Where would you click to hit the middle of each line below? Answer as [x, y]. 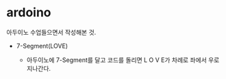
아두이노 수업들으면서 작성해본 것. [51, 32]
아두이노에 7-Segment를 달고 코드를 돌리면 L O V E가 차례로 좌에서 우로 [123, 60]
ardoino [29, 13]
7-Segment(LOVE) [42, 46]
